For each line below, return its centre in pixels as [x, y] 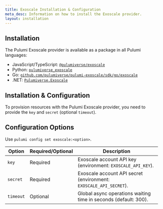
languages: [16, 55]
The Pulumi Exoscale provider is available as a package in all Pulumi [73, 50]
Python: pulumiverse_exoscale [42, 70]
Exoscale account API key [107, 159]
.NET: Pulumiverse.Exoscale [40, 80]
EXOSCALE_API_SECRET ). [103, 185]
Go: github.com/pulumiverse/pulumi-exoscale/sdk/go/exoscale [75, 75]
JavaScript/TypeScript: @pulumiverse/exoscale [58, 65]
